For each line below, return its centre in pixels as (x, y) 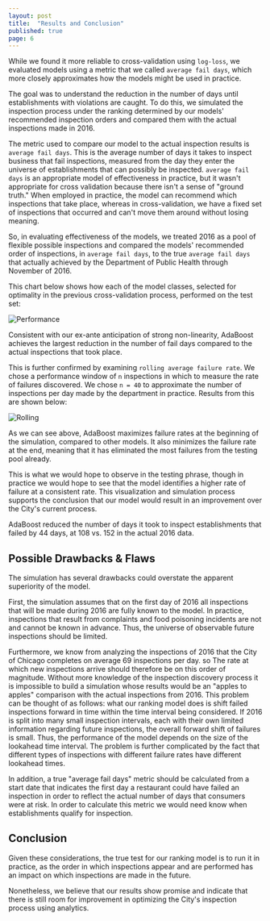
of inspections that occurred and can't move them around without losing (128, 213)
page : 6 (21, 38)
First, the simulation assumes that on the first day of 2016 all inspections (128, 602)
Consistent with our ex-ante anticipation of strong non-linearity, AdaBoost (131, 335)
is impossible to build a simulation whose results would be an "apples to (128, 686)
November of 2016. (40, 271)
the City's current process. (53, 509)
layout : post (30, 16)
